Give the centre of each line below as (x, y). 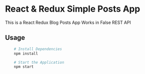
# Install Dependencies (38, 49)
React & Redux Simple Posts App (73, 9)
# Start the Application (39, 62)
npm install (26, 54)
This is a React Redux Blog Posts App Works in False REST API (68, 22)
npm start (24, 67)
